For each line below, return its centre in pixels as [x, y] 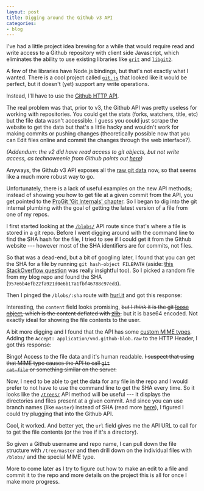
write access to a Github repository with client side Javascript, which [93, 53]
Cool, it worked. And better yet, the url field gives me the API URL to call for [102, 426]
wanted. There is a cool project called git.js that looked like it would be [97, 77]
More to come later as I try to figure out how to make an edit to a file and [97, 469]
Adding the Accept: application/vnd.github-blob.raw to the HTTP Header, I [102, 339]
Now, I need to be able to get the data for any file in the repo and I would [97, 381]
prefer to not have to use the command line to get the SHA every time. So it [100, 388]
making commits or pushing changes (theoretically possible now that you [98, 134]
